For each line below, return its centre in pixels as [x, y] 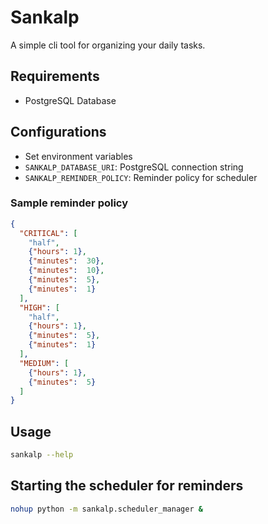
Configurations [58, 132]
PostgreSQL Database [70, 100]
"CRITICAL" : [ [48, 233]
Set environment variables [78, 156]
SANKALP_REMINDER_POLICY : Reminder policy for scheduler [141, 177]
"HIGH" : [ [39, 307]
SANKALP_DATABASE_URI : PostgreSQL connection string [134, 167]
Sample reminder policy [69, 203]
